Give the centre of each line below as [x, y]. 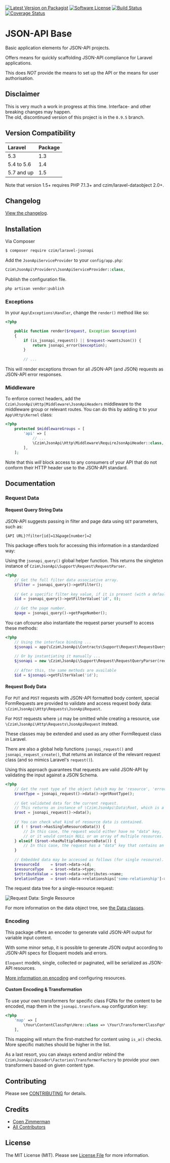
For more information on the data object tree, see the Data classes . [75, 908]
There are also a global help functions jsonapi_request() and [69, 749]
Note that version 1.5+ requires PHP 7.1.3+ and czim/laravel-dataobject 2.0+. [85, 185]
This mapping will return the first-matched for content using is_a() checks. [84, 1039]
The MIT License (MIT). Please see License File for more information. [77, 1155]
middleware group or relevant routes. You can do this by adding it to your [81, 409]
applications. [18, 63]
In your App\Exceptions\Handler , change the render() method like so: [77, 313]
